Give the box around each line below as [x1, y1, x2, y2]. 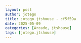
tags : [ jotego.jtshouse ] [5, 30, 56, 35]
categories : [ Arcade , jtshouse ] [5, 26, 72, 31]
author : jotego [5, 12, 37, 17]
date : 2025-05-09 [5, 21, 41, 26]
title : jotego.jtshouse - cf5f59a [5, 16, 77, 21]
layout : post [5, 7, 32, 12]
